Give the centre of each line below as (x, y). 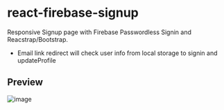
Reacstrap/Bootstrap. (37, 39)
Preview (25, 82)
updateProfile (37, 60)
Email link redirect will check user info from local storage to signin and (117, 53)
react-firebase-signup (73, 13)
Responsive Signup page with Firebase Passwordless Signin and (100, 32)
